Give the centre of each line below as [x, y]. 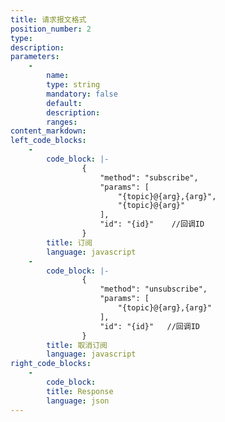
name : [58, 76]
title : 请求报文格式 [48, 19]
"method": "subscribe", [149, 177]
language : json [78, 401]
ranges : [62, 122]
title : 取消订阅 [77, 345]
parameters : [35, 57]
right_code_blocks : [51, 364]
